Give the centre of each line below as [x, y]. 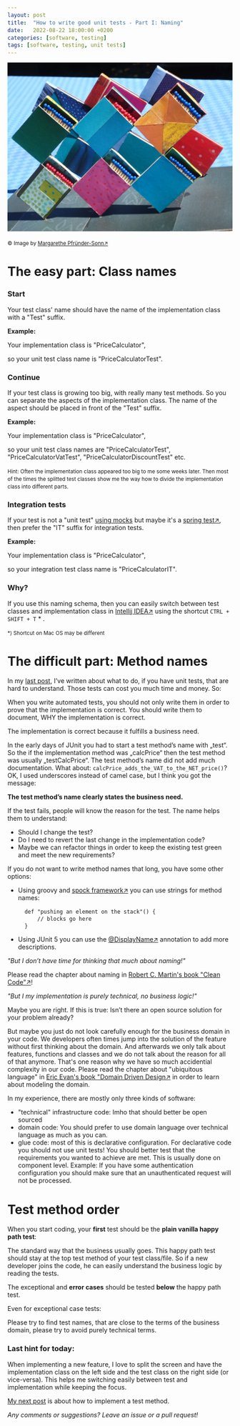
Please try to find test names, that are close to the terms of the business [114, 1322]
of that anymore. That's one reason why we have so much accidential [110, 1062]
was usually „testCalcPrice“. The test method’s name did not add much [111, 760]
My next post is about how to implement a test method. [89, 1401]
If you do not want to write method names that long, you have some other [115, 869]
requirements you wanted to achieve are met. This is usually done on [119, 1158]
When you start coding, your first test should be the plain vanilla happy [113, 1230]
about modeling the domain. [49, 1085]
